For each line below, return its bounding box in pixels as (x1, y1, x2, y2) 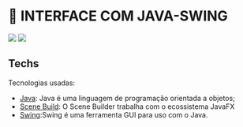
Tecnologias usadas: (8, 78, 76, 88)
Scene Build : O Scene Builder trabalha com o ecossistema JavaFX (19, 102, 235, 111)
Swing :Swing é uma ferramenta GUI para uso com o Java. (19, 110, 208, 119)
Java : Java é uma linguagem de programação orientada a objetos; (19, 93, 235, 103)
